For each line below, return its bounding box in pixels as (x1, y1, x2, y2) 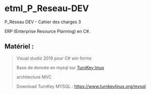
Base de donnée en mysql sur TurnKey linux (16, 64, 105, 70)
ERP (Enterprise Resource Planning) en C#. (4, 28, 91, 34)
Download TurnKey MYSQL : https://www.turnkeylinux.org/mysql (16, 83, 146, 89)
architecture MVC (16, 74, 52, 80)
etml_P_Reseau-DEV (4, 3, 89, 14)
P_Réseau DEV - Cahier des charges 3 (4, 19, 81, 25)
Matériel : (4, 42, 34, 51)
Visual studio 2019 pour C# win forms (16, 55, 91, 61)
